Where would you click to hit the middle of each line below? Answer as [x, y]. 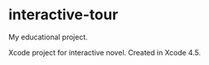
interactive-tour [63, 15]
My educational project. [48, 37]
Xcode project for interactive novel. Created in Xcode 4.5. [104, 52]
